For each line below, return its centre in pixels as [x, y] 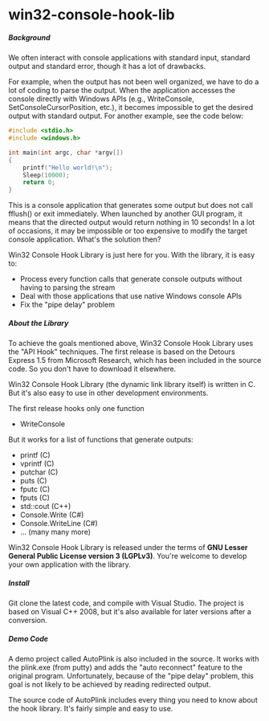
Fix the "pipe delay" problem [67, 305]
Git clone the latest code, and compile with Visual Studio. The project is [126, 603]
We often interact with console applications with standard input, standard [129, 58]
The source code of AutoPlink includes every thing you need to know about [133, 700]
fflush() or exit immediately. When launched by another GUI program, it [126, 214]
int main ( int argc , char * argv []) [66, 153]
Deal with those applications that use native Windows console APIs [131, 296]
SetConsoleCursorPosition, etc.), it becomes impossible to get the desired [131, 108]
